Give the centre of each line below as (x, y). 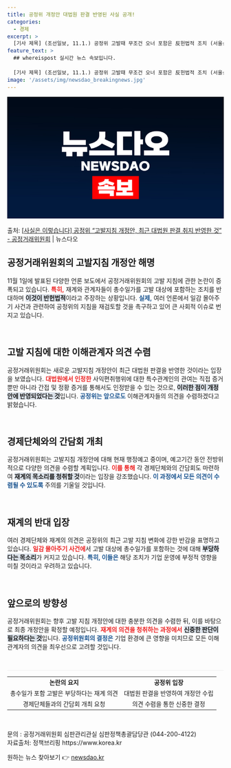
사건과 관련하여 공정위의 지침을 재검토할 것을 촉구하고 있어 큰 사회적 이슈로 (114, 306)
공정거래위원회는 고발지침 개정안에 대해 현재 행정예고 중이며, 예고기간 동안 (106, 459)
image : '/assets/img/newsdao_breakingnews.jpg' (77, 80)
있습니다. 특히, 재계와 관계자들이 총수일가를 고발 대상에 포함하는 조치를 (120, 289)
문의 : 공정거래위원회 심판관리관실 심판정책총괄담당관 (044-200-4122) (102, 734)
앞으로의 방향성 (37, 603)
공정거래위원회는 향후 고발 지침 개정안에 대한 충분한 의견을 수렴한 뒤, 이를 (105, 621)
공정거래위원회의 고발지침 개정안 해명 (81, 263)
